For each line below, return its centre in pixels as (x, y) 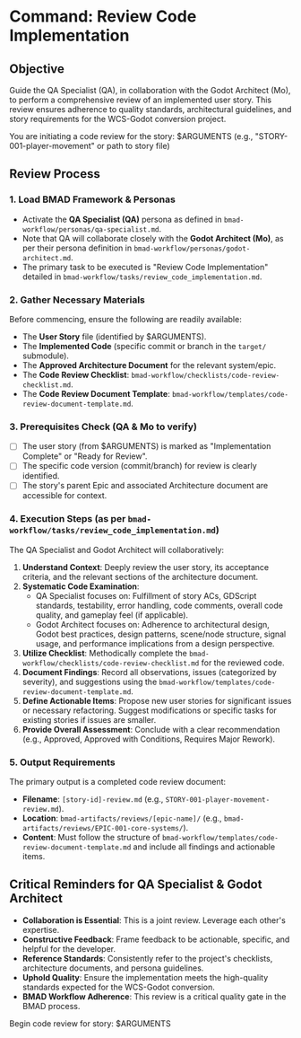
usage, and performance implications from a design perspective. (155, 643)
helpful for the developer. (69, 948)
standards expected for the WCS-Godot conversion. (118, 987)
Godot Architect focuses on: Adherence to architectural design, (153, 624)
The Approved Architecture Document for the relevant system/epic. (149, 365)
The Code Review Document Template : (96, 393)
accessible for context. (64, 496)
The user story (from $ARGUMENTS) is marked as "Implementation (146, 446)
